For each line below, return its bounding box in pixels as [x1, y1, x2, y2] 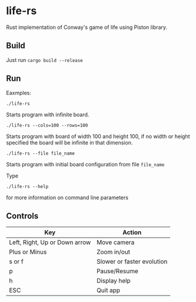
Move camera [96, 238, 135, 247]
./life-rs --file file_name [6, 150, 75, 156]
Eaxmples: [6, 89, 31, 96]
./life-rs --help [6, 183, 49, 189]
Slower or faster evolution [96, 258, 168, 266]
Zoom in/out [96, 248, 131, 256]
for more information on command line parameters [6, 193, 128, 201]
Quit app [96, 286, 121, 294]
